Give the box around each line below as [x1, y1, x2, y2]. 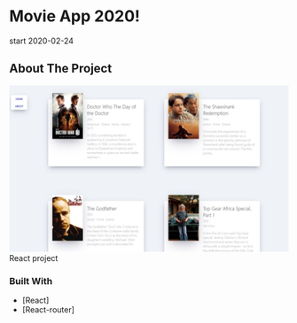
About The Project [9, 61, 113, 76]
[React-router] [21, 304, 75, 315]
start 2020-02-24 [9, 35, 74, 46]
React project [9, 252, 59, 263]
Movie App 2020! [9, 6, 140, 27]
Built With [9, 274, 53, 287]
